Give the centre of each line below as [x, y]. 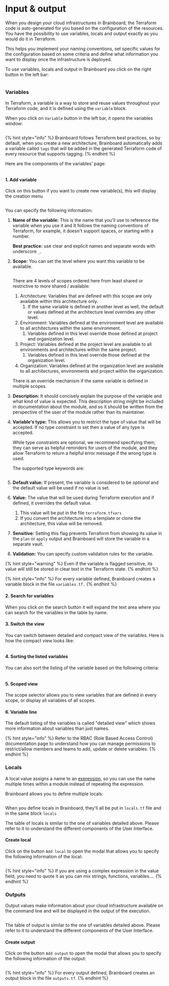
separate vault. [28, 544]
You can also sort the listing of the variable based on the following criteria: [82, 668]
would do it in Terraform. [31, 39]
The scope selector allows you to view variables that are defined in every [81, 695]
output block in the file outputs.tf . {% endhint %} [57, 978]
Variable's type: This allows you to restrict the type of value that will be [87, 422]
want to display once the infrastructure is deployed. [59, 59]
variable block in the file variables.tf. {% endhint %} [61, 584]
